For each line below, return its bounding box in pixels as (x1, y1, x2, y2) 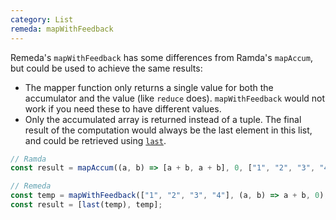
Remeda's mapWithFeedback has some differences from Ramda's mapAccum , (10, 51, 313, 63)
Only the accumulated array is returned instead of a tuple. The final (24, 113, 302, 125)
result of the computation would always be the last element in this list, (24, 124, 313, 136)
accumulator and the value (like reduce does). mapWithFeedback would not (24, 92, 326, 104)
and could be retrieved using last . (24, 134, 167, 146)
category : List (10, 14, 74, 25)
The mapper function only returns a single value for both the (24, 81, 274, 93)
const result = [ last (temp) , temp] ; (10, 200, 163, 210)
